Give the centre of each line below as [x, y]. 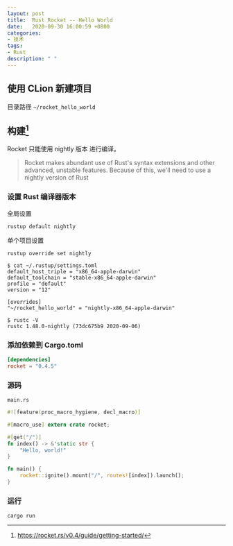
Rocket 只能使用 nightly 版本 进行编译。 [63, 149]
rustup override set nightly [49, 253]
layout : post [26, 14]
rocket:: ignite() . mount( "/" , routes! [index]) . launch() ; [102, 476]
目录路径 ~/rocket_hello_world [51, 106]
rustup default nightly [42, 226]
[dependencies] [29, 359]
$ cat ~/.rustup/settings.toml [52, 265]
